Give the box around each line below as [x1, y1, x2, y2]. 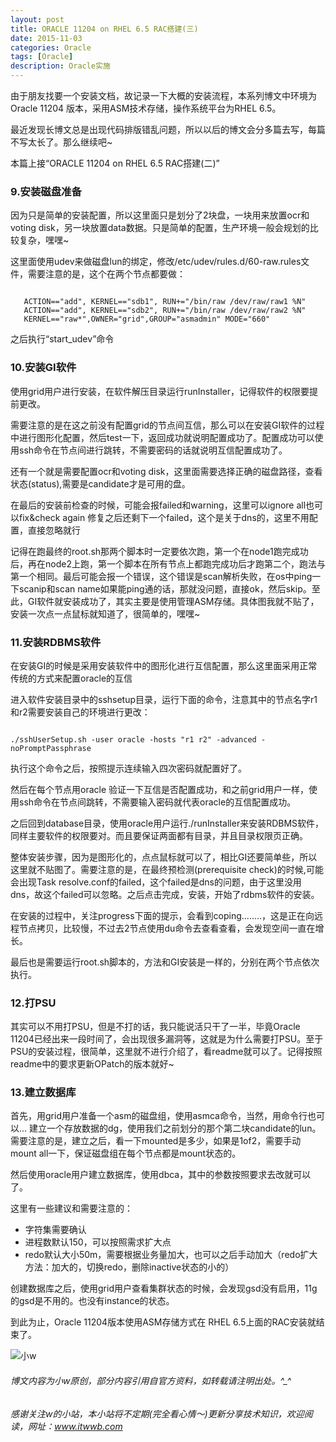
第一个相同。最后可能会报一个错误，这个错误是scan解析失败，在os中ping [10, 570, 313, 582]
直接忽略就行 [27, 524, 81, 536]
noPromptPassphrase [10, 743, 92, 753]
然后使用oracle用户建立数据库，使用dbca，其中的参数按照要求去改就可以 [10, 1169, 312, 1181]
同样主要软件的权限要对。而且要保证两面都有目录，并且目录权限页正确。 [10, 829, 308, 841]
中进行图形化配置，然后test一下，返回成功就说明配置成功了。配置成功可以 [10, 431, 315, 443]
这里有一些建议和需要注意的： [10, 1202, 133, 1215]
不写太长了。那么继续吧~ [10, 136, 113, 148]
